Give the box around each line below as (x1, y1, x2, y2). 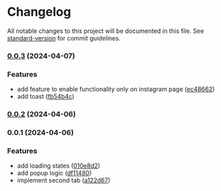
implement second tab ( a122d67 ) (16, 176, 111, 185)
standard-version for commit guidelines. (7, 34, 121, 42)
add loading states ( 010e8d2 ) (16, 162, 101, 170)
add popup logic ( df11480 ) (16, 169, 92, 177)
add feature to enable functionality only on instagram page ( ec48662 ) (16, 85, 215, 93)
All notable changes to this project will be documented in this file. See (7, 27, 205, 35)
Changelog (7, 4, 71, 20)
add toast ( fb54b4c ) (16, 92, 75, 101)
